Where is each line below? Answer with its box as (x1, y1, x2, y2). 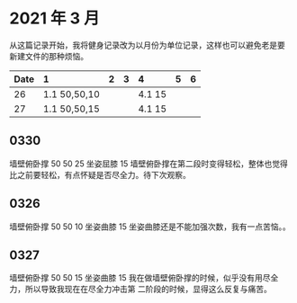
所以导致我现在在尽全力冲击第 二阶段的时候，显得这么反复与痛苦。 (24, 284, 272, 295)
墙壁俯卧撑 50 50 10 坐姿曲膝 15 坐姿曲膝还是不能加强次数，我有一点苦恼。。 (9, 221, 291, 232)
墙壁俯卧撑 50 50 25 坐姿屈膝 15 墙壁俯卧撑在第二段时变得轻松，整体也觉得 (9, 158, 288, 169)
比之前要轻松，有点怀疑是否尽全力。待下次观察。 (9, 169, 191, 180)
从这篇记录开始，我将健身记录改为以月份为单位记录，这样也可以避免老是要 (9, 40, 285, 50)
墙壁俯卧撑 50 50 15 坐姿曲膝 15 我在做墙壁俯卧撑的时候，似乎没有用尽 (9, 272, 271, 283)
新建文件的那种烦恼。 (9, 50, 88, 61)
